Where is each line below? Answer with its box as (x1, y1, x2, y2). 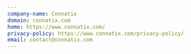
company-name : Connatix (7, 10, 78, 18)
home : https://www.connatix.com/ (7, 23, 106, 30)
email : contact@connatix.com (7, 36, 93, 43)
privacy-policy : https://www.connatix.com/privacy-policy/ (7, 29, 185, 37)
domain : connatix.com (7, 17, 71, 24)
